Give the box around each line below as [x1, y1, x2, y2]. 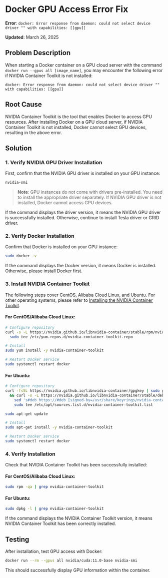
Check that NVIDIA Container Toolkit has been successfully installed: [5, 462, 147, 468]
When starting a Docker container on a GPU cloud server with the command [5, 62, 162, 68]
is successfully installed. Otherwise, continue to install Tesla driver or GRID [5, 215, 159, 221]
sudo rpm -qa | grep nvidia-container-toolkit [5, 484, 104, 489]
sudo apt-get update [5, 411, 48, 416]
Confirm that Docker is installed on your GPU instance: [5, 244, 118, 250]
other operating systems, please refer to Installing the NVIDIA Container [5, 297, 153, 303]
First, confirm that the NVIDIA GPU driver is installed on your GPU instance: [5, 170, 160, 176]
